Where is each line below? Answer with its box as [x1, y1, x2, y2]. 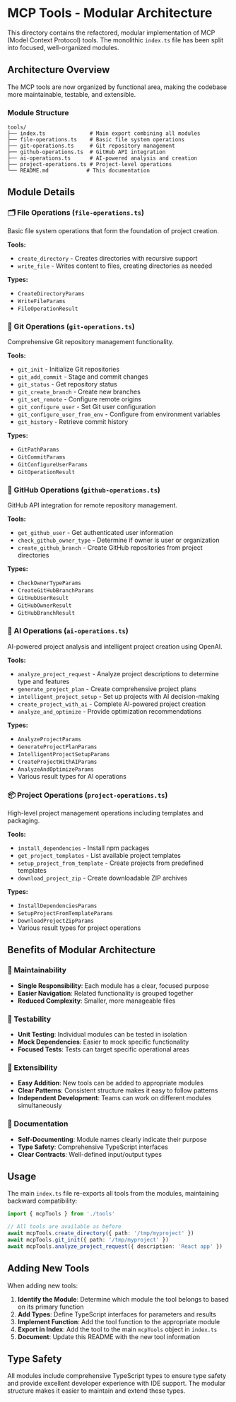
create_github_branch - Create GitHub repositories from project [17, 543, 203, 552]
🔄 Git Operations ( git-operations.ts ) [7, 322, 136, 331]
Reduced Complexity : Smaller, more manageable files [17, 996, 176, 1005]
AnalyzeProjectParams [17, 736, 81, 743]
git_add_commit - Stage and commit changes [17, 372, 148, 381]
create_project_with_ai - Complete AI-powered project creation [17, 700, 206, 708]
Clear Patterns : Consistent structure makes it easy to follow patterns [17, 1086, 218, 1095]
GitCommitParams [17, 454, 66, 461]
